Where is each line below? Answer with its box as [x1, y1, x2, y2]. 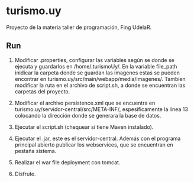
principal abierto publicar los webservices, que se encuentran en [14, 141, 173, 148]
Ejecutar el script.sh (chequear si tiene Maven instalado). [14, 123, 154, 131]
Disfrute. [14, 170, 37, 177]
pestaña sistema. [14, 147, 57, 154]
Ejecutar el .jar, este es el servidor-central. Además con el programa [14, 135, 181, 142]
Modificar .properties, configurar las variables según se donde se [14, 56, 174, 63]
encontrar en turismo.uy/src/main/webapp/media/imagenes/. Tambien [14, 75, 186, 82]
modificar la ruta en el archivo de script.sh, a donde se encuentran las [14, 82, 186, 89]
